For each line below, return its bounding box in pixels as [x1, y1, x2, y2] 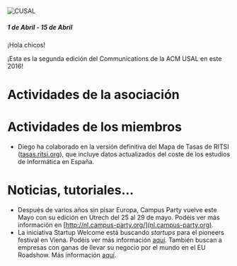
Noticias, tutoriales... [7, 183, 134, 198]
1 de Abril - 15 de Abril [7, 23, 73, 31]
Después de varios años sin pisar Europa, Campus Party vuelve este [17, 206, 217, 214]
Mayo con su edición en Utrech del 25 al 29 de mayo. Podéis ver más [17, 213, 221, 222]
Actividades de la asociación [7, 87, 180, 103]
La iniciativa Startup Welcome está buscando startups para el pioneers [17, 229, 225, 237]
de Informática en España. [17, 158, 95, 166]
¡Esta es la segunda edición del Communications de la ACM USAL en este [7, 54, 222, 63]
